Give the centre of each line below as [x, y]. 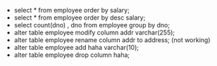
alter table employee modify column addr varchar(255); [94, 32]
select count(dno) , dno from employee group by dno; [92, 25]
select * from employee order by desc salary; [80, 18]
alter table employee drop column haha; [72, 55]
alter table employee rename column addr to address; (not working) [112, 40]
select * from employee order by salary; [72, 10]
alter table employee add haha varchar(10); [76, 47]
